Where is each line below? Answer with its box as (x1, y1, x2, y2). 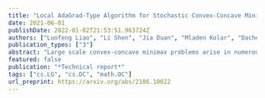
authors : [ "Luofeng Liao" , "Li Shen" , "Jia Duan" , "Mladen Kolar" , (8, 33, 235, 42)
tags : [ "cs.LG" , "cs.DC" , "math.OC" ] (8, 70, 132, 78)
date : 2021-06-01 (8, 19, 65, 27)
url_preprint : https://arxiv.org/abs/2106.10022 (8, 77, 171, 85)
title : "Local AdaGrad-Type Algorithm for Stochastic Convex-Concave (8, 11, 242, 20)
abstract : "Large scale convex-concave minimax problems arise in (8, 48, 231, 56)
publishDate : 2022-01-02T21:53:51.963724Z (8, 26, 150, 34)
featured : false (8, 56, 62, 64)
